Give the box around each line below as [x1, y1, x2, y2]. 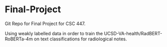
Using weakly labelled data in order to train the [5, 30, 103, 36]
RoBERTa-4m [5, 36, 33, 42]
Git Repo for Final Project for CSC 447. [5, 20, 86, 27]
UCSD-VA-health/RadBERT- [104, 30, 162, 36]
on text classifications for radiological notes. [34, 36, 127, 42]
